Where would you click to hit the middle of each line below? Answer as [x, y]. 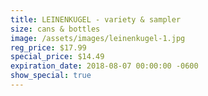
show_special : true [51, 76]
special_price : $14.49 [57, 57]
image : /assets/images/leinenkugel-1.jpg [98, 38]
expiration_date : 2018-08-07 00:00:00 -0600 [104, 66]
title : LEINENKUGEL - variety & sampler [96, 19]
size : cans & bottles [55, 29]
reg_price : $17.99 [48, 47]
